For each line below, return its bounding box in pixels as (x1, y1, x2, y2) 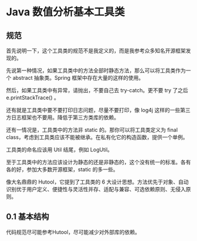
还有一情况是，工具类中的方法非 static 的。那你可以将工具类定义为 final (6, 127, 178, 133)
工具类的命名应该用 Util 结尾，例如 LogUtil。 (6, 146, 113, 153)
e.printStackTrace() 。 (6, 94, 60, 101)
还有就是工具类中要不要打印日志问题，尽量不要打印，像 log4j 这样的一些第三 (6, 107, 191, 113)
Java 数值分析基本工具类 (6, 5, 125, 19)
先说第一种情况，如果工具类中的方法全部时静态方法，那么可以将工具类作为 (6, 67, 186, 74)
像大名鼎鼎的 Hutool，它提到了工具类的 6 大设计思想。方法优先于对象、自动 (6, 178, 189, 185)
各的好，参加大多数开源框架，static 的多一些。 (6, 166, 118, 173)
